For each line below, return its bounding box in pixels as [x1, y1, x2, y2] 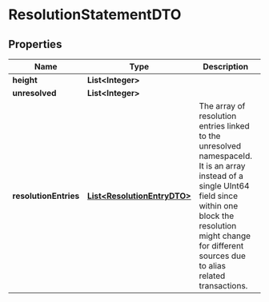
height [12, 74, 38, 85]
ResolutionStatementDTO [8, 6, 182, 24]
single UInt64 [199, 181, 250, 191]
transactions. [199, 280, 248, 291]
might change [199, 230, 251, 241]
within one [199, 201, 239, 211]
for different [199, 240, 244, 251]
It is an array [199, 161, 246, 171]
